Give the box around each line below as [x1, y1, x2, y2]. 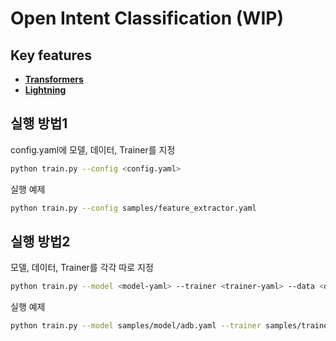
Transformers [24, 73, 84, 85]
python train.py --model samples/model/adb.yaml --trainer [10, 321, 262, 331]
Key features [10, 47, 92, 64]
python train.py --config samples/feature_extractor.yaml [10, 203, 257, 213]
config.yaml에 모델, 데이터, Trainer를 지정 [10, 143, 176, 156]
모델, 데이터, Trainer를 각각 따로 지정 [10, 262, 154, 274]
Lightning [24, 84, 67, 96]
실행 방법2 [10, 233, 71, 250]
